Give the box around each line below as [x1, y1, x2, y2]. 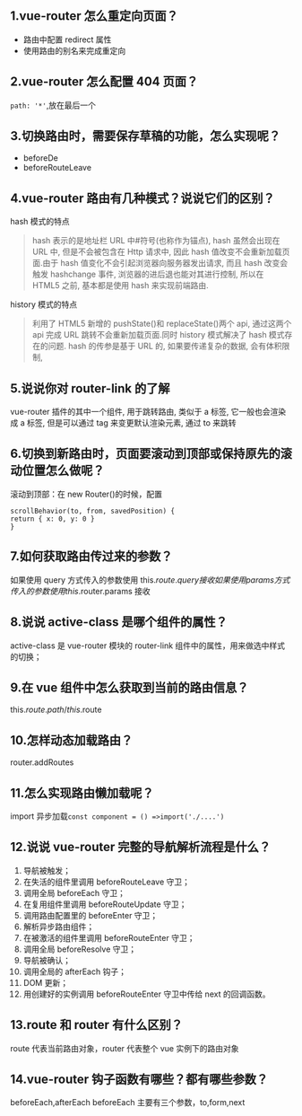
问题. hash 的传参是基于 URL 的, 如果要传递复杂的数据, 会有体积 [47, 340, 282, 352]
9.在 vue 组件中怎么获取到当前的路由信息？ [10, 680, 249, 695]
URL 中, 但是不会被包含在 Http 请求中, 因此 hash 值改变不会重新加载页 [31, 246, 290, 258]
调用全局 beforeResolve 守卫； [22, 944, 137, 954]
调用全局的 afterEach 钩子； [22, 966, 126, 977]
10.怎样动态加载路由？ [10, 733, 134, 748]
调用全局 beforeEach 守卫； [22, 887, 126, 898]
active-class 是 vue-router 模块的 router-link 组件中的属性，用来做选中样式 [10, 640, 286, 651]
